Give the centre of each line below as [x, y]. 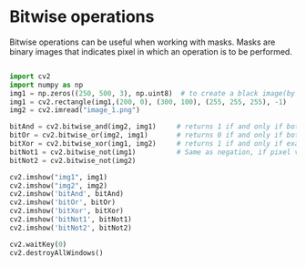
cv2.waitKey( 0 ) [38, 244]
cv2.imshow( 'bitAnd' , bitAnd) [67, 194]
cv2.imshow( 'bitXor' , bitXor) [67, 211]
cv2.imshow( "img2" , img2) [58, 185]
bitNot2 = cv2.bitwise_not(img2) [73, 160]
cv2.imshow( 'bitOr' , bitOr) [63, 202]
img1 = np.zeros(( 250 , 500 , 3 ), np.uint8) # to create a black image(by [153, 93]
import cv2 [30, 76]
